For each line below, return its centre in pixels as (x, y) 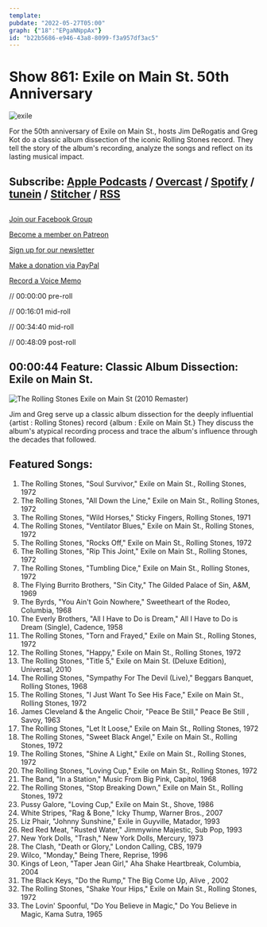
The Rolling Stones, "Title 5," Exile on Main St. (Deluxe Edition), (124, 661)
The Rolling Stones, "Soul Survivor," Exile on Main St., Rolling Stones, (133, 483)
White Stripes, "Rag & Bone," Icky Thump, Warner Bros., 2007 (122, 813)
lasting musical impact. (46, 156)
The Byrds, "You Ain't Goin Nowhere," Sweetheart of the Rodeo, (125, 601)
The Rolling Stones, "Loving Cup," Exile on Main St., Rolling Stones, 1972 (139, 771)
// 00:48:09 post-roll (43, 342)
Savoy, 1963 (41, 720)
